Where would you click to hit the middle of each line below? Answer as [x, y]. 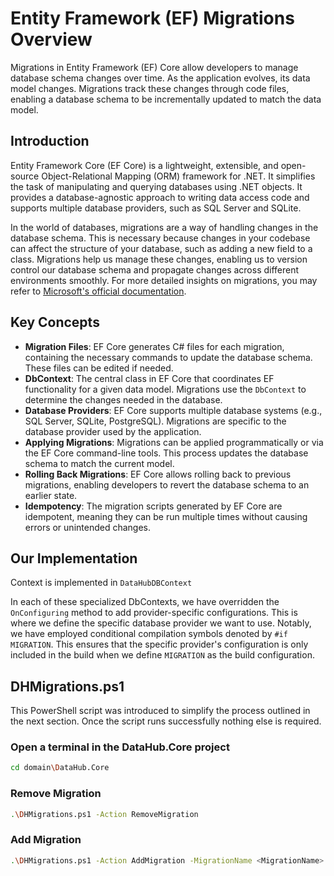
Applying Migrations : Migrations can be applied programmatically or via [174, 442]
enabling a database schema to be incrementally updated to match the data [166, 99]
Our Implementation [74, 558]
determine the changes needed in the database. [123, 399]
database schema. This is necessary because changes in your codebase [160, 238]
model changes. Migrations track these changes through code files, [150, 88]
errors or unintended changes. [87, 527]
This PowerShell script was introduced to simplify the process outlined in [160, 711]
